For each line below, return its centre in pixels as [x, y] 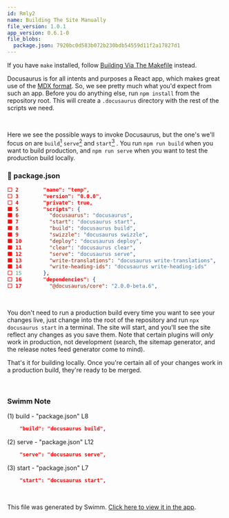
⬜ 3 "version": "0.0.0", [54, 196]
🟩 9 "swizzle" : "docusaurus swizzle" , [78, 235]
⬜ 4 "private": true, [50, 203]
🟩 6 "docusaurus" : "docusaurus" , [70, 216]
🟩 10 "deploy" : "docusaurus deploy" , [75, 241]
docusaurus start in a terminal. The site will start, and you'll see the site [109, 327]
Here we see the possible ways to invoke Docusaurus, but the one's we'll [111, 135]
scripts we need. [31, 108]
